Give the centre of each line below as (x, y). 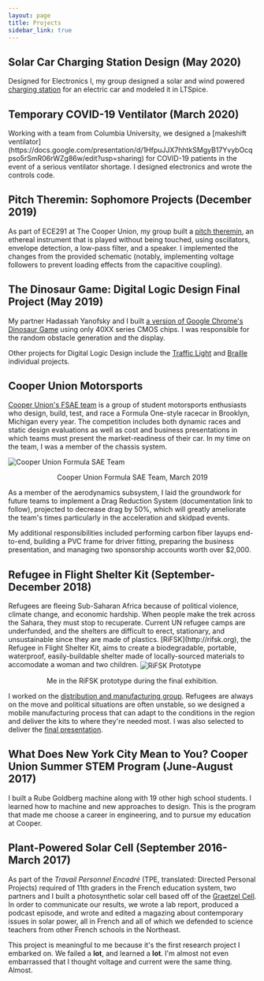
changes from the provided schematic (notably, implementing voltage (121, 256)
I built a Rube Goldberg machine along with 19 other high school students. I (130, 798)
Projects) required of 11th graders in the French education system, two (122, 887)
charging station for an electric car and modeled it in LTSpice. (108, 90)
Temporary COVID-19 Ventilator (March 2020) (124, 114)
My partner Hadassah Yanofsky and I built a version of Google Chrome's (126, 321)
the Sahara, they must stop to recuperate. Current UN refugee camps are (127, 623)
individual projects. (39, 361)
